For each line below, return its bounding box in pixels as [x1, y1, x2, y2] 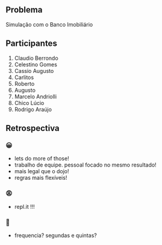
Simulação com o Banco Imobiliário [5, 21, 93, 28]
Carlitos [14, 74, 34, 81]
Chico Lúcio [14, 99, 45, 106]
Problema [5, 5, 43, 15]
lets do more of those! [14, 155, 70, 162]
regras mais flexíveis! [14, 174, 67, 182]
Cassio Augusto [14, 67, 54, 74]
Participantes [5, 39, 58, 49]
